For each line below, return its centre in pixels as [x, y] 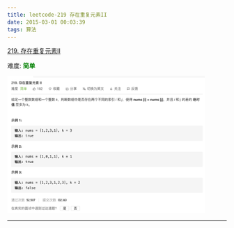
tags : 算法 [22, 29]
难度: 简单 [21, 66]
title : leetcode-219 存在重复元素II [57, 15]
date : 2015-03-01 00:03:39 [46, 22]
